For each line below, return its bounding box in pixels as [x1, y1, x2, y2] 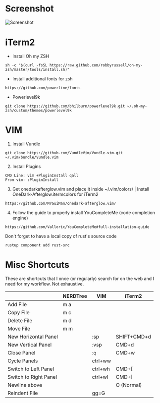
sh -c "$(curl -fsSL [5, 62, 48, 67]
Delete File [7, 317, 33, 324]
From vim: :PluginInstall [5, 177, 58, 182]
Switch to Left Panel [7, 365, 54, 372]
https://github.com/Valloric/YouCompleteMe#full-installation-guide [5, 224, 150, 230]
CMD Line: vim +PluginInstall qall [5, 173, 79, 178]
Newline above [7, 381, 43, 388]
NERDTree [62, 292, 88, 299]
